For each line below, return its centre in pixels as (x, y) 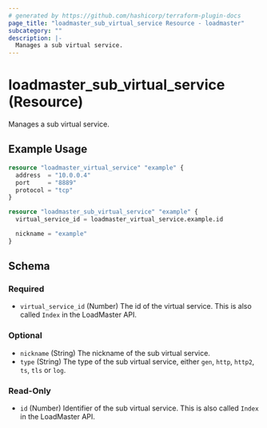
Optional (25, 335)
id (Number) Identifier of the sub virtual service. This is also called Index (139, 408)
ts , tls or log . (43, 370)
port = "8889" (46, 182)
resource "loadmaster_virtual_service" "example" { (96, 168)
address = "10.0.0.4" (53, 175)
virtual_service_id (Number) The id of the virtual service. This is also (135, 306)
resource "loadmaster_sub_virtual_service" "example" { (103, 212)
